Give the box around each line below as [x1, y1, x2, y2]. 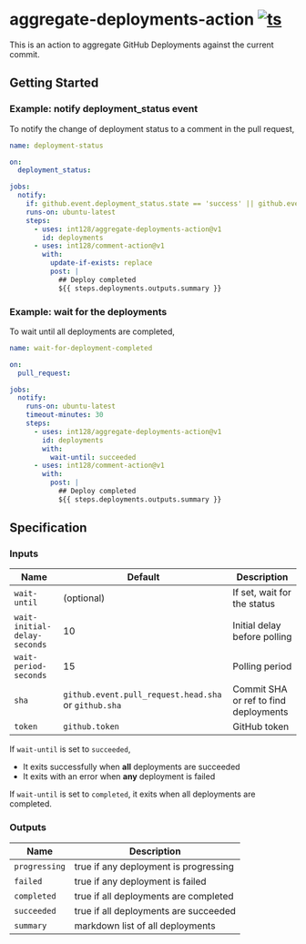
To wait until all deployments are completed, [9, 326, 176, 337]
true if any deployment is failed [74, 875, 207, 888]
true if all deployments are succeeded [74, 904, 237, 917]
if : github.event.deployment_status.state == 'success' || [25, 199, 255, 208]
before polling [232, 631, 292, 644]
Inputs [9, 547, 39, 560]
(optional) [63, 592, 106, 604]
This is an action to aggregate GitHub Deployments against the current [9, 39, 275, 50]
